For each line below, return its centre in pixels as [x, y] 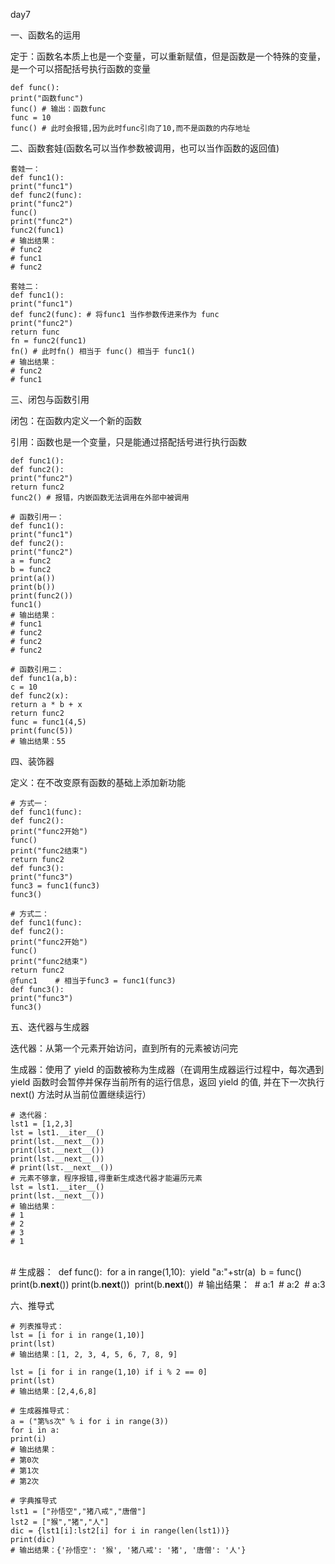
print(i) [28, 1439]
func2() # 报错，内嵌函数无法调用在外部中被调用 [100, 498]
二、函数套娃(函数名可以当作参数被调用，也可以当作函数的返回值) [145, 148]
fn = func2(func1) [48, 341]
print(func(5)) [42, 731]
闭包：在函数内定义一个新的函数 [76, 420]
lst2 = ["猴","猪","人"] [60, 1522]
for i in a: [35, 1430]
